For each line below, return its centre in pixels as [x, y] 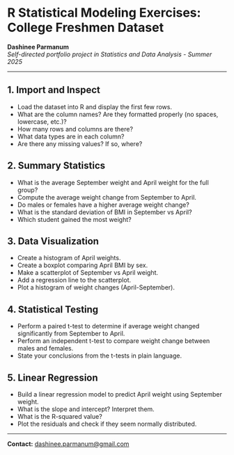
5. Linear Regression [53, 377]
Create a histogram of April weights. [69, 258]
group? [28, 190]
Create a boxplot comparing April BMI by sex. [83, 265]
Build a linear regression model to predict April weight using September [120, 394]
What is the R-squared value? [60, 416]
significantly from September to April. [71, 334]
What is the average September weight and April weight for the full [113, 182]
